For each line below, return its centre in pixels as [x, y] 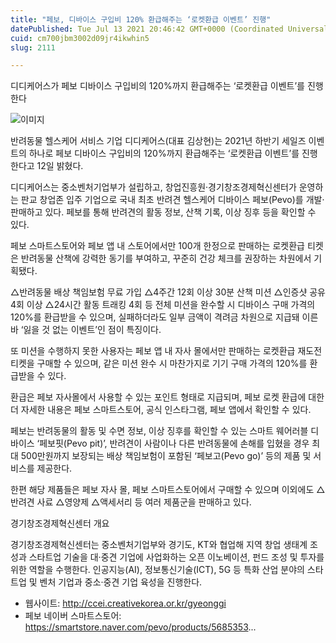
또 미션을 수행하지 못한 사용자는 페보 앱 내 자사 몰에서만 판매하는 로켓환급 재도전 [166, 351]
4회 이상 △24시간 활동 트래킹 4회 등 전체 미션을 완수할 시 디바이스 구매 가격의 [163, 305]
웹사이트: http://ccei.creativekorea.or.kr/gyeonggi [125, 603]
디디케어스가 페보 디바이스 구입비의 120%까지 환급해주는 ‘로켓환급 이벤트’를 [157, 86]
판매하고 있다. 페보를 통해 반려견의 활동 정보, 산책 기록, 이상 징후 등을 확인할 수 [163, 212]
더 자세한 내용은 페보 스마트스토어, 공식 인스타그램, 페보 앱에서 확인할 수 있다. [161, 410]
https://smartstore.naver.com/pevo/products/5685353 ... [140, 627]
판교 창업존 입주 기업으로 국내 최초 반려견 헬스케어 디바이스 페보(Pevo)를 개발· [172, 200]
